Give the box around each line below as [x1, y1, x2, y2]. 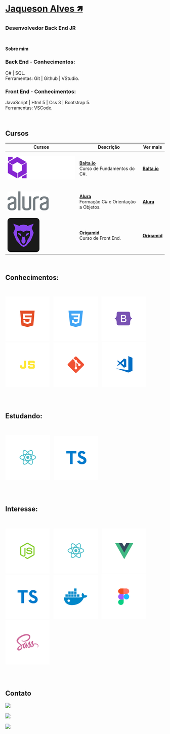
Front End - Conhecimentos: [5, 88, 76, 95]
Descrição [98, 144, 120, 150]
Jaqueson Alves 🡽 [5, 3, 83, 15]
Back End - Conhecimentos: [5, 58, 75, 65]
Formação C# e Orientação [79, 198, 136, 204]
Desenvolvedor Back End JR [5, 25, 76, 32]
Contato [5, 689, 31, 698]
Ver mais [143, 144, 162, 150]
